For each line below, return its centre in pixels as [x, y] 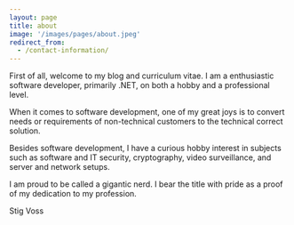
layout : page [33, 17]
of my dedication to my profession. [73, 194]
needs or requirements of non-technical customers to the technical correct [146, 122]
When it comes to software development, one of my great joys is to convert [147, 112]
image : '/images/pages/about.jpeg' [75, 34]
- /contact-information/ [63, 51]
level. [19, 95]
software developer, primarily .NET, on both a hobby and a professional [139, 85]
